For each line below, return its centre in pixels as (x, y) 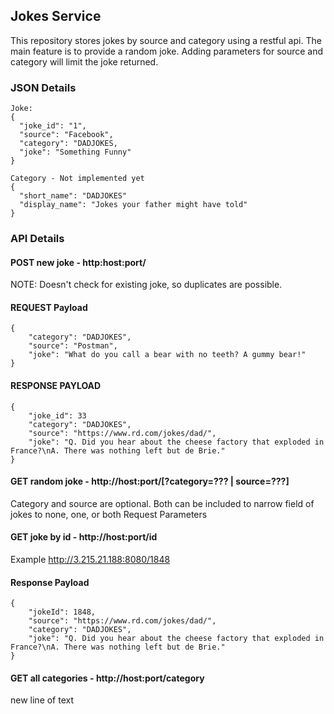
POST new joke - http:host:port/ (78, 262)
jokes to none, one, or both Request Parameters (109, 514)
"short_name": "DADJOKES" (73, 196)
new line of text (42, 700)
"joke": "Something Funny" (75, 152)
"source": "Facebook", (66, 135)
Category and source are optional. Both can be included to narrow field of (162, 503)
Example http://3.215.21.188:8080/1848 (90, 560)
